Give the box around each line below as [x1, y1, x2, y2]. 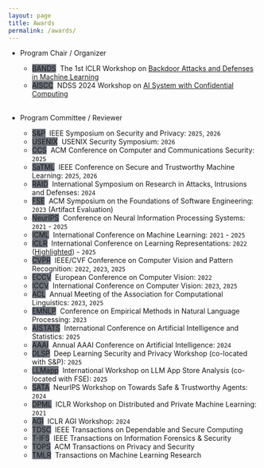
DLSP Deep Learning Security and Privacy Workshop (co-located [31, 348, 248, 359]
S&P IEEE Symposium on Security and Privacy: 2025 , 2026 [31, 128, 221, 138]
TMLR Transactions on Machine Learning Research [31, 450, 201, 460]
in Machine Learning [31, 73, 99, 82]
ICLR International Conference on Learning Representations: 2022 [31, 238, 248, 248]
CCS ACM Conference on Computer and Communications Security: [31, 145, 255, 155]
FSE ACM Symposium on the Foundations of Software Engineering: [31, 196, 254, 206]
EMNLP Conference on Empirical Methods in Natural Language [31, 306, 240, 316]
